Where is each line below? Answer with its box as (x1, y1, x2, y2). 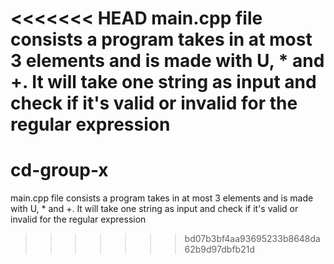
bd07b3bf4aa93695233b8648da (184, 233, 321, 245)
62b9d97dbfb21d (184, 243, 255, 256)
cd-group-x (10, 159, 109, 182)
